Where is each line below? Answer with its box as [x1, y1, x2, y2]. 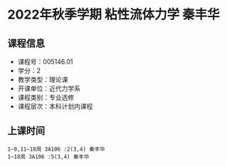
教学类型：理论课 [17, 76, 68, 83]
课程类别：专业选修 [17, 93, 75, 101]
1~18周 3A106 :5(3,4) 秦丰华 [7, 153, 90, 161]
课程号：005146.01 [17, 58, 73, 66]
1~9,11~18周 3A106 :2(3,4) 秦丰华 [7, 146, 105, 153]
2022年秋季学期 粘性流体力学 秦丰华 [7, 6, 221, 23]
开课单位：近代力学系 [17, 84, 80, 93]
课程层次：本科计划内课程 [17, 102, 93, 111]
